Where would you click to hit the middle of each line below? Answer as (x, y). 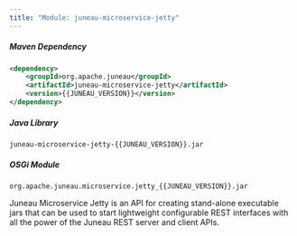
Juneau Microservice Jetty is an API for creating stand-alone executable (144, 203)
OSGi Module (35, 165)
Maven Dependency (48, 47)
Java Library (34, 122)
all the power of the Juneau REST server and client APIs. (114, 222)
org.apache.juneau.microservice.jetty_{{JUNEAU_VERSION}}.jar (129, 186)
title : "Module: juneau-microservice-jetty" (94, 18)
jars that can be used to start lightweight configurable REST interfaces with (149, 212)
